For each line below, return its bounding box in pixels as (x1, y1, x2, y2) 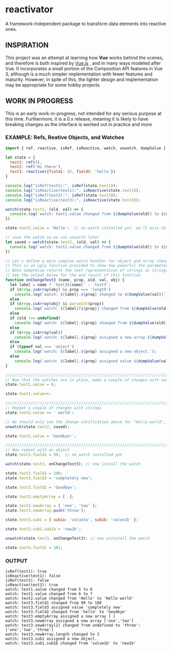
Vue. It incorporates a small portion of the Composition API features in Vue (5, 65, 163, 71)
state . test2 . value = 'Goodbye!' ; (5, 433, 77, 439)
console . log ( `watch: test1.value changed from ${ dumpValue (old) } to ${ (10, 211, 166, 216)
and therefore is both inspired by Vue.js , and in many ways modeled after (5, 60, 161, 66)
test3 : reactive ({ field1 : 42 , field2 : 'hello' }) (10, 169, 116, 174)
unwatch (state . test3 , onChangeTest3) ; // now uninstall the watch (5, 536, 150, 541)
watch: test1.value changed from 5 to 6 (5, 587, 93, 592)
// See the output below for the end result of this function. (5, 273, 143, 278)
